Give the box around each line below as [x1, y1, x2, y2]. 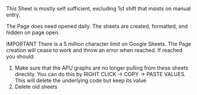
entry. [6, 11, 21, 18]
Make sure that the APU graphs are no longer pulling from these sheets [14, 64, 189, 71]
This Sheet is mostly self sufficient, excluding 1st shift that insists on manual [6, 5, 191, 12]
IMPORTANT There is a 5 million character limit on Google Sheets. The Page [6, 41, 192, 47]
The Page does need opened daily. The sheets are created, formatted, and [6, 23, 188, 30]
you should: [6, 53, 35, 60]
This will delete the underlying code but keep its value [14, 77, 147, 84]
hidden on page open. [6, 29, 60, 36]
